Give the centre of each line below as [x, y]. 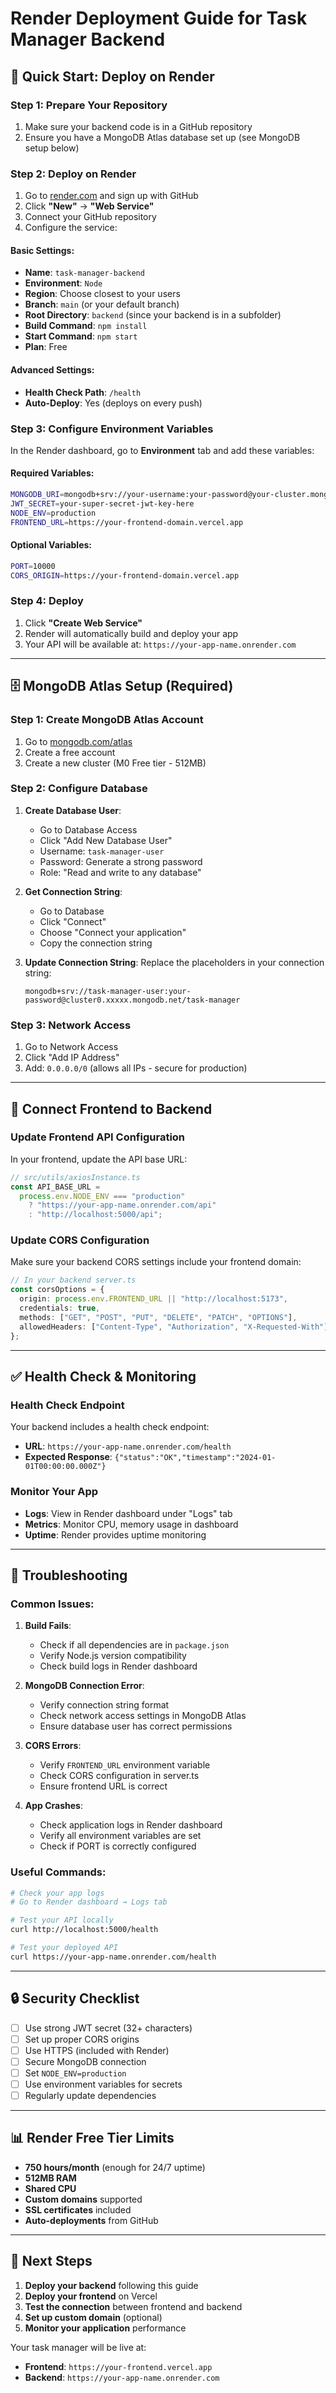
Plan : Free [46, 347]
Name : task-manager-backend [84, 273]
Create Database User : [73, 810]
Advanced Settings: [52, 369]
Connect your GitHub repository [90, 217]
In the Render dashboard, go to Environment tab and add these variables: [162, 450]
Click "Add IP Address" [72, 1058]
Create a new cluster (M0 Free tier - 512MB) [115, 763]
